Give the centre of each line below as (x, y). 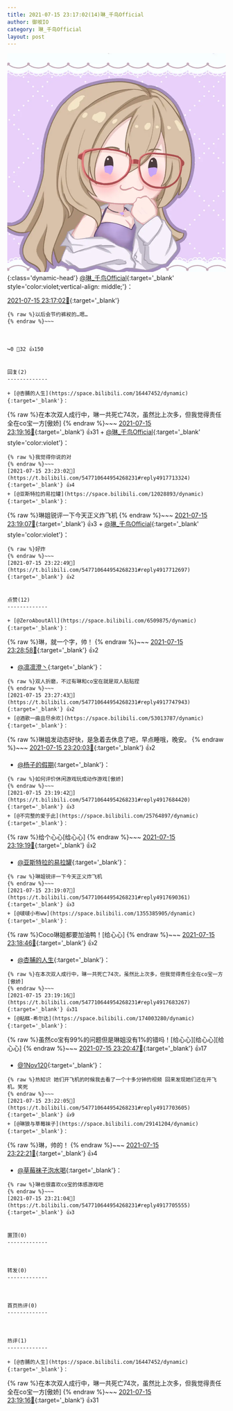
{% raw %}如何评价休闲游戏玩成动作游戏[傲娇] (66, 779)
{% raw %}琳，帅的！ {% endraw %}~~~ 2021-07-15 (83, 1145)
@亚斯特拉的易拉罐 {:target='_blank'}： (72, 862)
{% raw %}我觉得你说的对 (39, 457)
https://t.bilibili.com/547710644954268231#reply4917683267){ (99, 1003)
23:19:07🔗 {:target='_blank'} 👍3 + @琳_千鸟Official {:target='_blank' (103, 524)
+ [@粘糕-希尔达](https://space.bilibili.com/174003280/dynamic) (101, 1019)
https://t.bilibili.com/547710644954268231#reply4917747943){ (99, 702)
